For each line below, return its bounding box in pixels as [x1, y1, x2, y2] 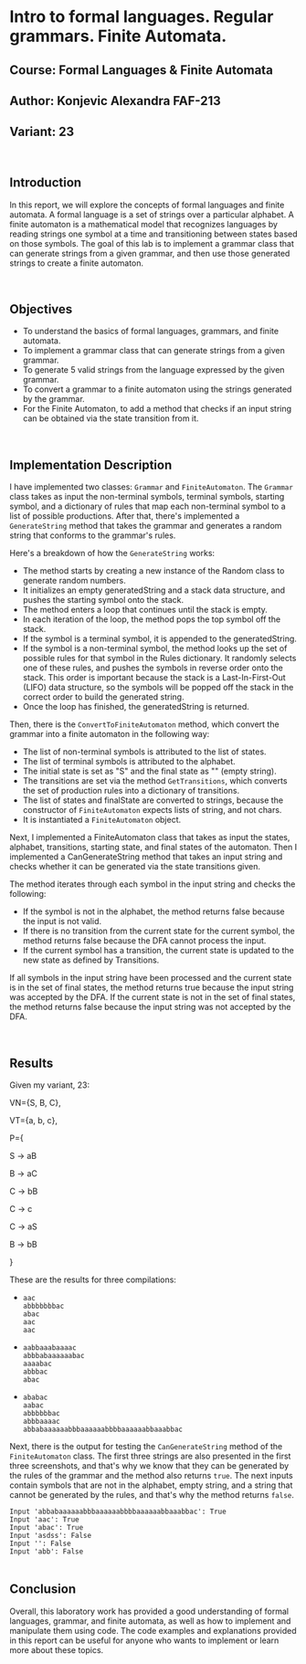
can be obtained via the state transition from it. [22, 413, 199, 424]
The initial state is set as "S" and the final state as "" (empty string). [22, 765, 277, 777]
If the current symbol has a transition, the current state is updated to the [22, 945, 294, 956]
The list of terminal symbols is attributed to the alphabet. [22, 756, 236, 767]
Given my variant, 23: [9, 1079, 90, 1090]
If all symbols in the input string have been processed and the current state [9, 973, 292, 984]
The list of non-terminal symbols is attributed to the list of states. [22, 746, 267, 757]
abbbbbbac [22, 1409, 61, 1418]
